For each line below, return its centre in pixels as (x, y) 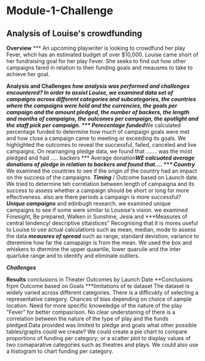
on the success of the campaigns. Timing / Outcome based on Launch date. (102, 177)
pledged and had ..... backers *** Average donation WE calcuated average (100, 158)
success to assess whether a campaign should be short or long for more (98, 190)
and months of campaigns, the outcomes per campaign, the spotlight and (102, 118)
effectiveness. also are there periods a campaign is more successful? (94, 197)
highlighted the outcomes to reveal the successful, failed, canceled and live (102, 145)
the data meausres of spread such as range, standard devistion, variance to (103, 236)
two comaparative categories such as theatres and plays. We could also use (102, 345)
